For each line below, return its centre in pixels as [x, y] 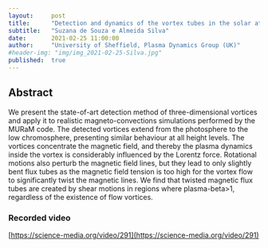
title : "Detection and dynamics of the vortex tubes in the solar [130, 23]
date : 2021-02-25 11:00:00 [64, 38]
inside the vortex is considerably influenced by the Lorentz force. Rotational [132, 154]
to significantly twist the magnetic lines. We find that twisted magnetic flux [131, 180]
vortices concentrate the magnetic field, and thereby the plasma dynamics [130, 146]
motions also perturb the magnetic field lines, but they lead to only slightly [130, 163]
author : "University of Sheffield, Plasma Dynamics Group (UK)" [124, 46]
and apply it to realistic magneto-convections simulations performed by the [132, 120]
